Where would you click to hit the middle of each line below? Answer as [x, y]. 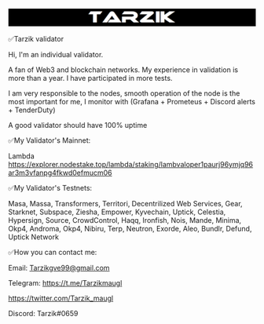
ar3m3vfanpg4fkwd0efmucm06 [60, 173]
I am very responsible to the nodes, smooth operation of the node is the [124, 93]
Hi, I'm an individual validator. [56, 54]
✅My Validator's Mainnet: [49, 140]
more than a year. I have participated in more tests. [90, 78]
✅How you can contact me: [53, 252]
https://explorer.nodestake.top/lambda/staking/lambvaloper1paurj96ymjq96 [131, 164]
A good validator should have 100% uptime [78, 125]
